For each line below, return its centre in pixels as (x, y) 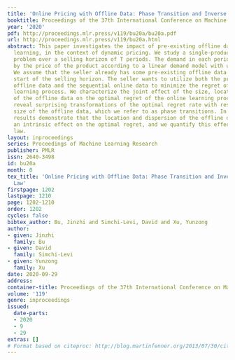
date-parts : (31, 313)
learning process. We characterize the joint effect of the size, (112, 92)
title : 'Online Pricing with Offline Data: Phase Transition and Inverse (117, 14)
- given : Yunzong (33, 261)
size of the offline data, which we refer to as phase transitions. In (120, 111)
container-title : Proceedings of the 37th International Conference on (114, 287)
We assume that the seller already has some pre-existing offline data (120, 72)
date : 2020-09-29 (33, 274)
